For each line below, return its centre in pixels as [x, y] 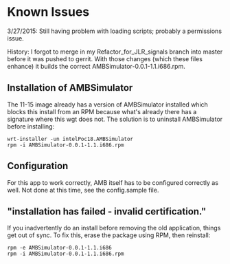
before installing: [31, 126]
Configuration [38, 166]
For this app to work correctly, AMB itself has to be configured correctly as [113, 182]
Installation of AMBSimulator [70, 88]
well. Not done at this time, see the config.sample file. [83, 190]
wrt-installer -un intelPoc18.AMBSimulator [70, 139]
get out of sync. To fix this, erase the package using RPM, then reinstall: [109, 235]
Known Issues [48, 12]
